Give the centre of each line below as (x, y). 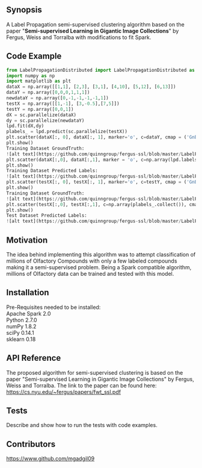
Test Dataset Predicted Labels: (47, 216)
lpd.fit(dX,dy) (25, 126)
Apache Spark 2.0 (29, 313)
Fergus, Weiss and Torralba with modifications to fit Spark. (79, 37)
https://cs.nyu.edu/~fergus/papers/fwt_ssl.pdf (64, 392)
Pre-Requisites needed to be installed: (54, 307)
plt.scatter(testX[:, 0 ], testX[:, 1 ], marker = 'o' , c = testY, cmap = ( (96, 182)
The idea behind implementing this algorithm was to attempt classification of (101, 254)
